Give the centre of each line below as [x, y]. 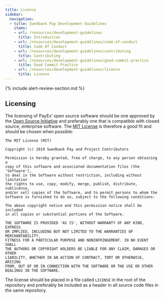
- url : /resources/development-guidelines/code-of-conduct [76, 42]
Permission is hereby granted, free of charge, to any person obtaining [81, 158]
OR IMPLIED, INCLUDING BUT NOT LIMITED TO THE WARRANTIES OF [69, 231]
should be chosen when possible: [39, 131]
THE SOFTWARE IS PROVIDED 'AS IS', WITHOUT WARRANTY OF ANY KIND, [75, 223]
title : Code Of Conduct [43, 47]
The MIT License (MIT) [28, 141]
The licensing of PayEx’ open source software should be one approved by [80, 116]
